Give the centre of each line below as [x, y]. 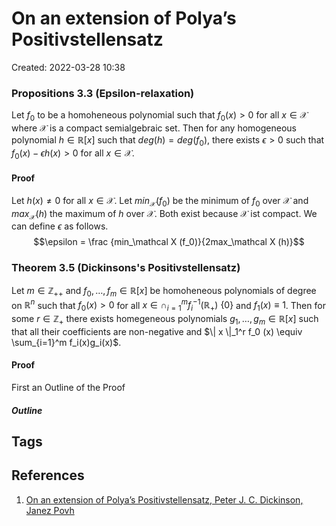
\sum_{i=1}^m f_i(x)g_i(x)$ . [66, 342]
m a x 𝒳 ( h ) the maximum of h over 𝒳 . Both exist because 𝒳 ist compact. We [164, 214]
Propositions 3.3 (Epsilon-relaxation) [103, 93]
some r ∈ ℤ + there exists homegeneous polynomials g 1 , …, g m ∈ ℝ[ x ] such [165, 319]
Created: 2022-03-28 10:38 [68, 67]
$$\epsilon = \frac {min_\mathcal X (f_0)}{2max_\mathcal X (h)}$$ [169, 242]
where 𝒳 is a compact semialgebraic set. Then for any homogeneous [154, 128]
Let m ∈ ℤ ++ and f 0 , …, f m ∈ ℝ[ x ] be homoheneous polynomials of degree [164, 291]
